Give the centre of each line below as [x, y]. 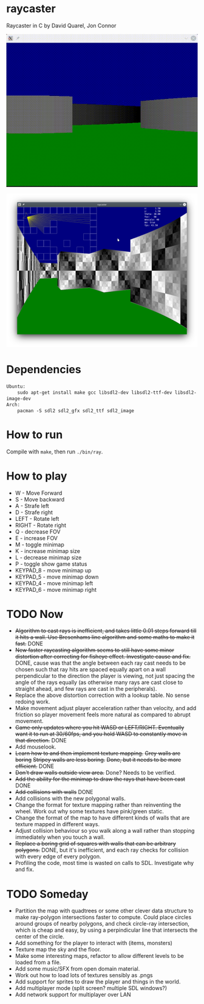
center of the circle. [40, 937]
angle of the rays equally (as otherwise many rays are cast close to [99, 682]
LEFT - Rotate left [37, 518]
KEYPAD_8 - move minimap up [53, 570]
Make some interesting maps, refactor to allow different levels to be [99, 956]
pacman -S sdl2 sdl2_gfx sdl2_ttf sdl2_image [76, 411]
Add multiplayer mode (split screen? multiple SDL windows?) [91, 988]
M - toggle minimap [40, 544]
